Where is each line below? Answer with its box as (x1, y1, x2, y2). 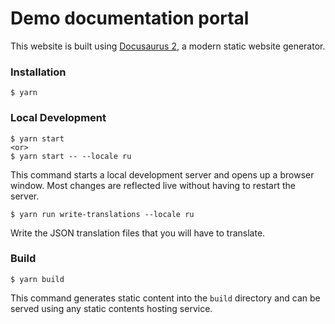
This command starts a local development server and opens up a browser (10, 168, 315, 181)
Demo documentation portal (10, 7, 250, 30)
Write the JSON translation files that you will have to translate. (10, 227, 266, 239)
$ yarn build (10, 274, 65, 284)
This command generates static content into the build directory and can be (10, 292, 321, 304)
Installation (10, 65, 67, 79)
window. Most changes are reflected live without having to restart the (10, 179, 296, 191)
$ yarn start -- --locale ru (10, 151, 132, 161)
